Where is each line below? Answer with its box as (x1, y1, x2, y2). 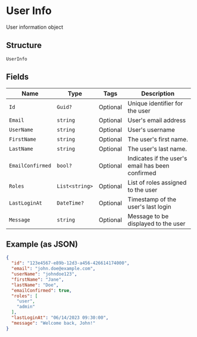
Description (141, 89, 175, 97)
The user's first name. (127, 135, 188, 143)
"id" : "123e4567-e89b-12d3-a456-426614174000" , (11, 260, 130, 266)
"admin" (16, 304, 35, 310)
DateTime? (56, 199, 84, 206)
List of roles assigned (127, 178, 186, 186)
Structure (6, 40, 42, 50)
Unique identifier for (127, 99, 184, 107)
